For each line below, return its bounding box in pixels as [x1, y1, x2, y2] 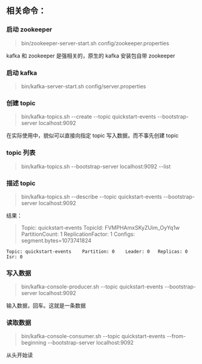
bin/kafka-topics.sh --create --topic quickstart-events [21, 113, 156, 120]
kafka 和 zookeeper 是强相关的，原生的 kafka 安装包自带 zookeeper [6, 52, 175, 59]
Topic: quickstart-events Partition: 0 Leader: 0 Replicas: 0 [6, 249, 188, 255]
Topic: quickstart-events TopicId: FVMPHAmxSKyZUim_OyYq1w [21, 224, 180, 231]
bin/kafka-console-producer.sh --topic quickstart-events [21, 283, 163, 290]
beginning [21, 339, 47, 346]
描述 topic [6, 179, 36, 187]
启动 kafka [6, 68, 37, 77]
